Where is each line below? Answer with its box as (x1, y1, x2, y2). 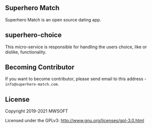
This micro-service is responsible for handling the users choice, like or (5, 44, 147, 50)
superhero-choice (5, 31, 62, 39)
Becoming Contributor (5, 63, 75, 72)
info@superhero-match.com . (5, 81, 59, 87)
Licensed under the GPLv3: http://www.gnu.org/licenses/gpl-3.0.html (5, 118, 144, 124)
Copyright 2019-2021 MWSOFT (5, 108, 68, 114)
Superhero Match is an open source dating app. (5, 17, 102, 22)
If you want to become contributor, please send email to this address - (5, 76, 147, 82)
